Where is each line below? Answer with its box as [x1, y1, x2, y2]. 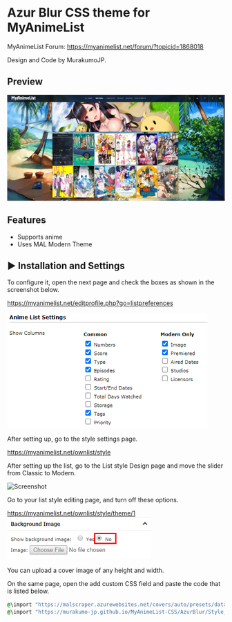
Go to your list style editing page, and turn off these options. [7, 496, 179, 504]
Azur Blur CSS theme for [7, 5, 151, 21]
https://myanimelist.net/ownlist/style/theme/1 [7, 509, 136, 518]
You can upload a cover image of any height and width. [7, 566, 164, 575]
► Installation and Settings [7, 260, 126, 272]
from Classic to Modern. [7, 469, 76, 477]
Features [7, 214, 46, 226]
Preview [7, 76, 43, 88]
